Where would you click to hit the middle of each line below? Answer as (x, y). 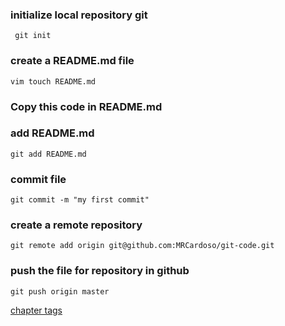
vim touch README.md (53, 81)
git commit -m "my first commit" (80, 200)
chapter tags (36, 310)
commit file (38, 179)
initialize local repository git (79, 15)
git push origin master (60, 291)
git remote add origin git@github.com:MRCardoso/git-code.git (142, 246)
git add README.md (48, 154)
